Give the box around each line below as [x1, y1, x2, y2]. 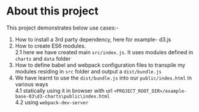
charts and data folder [14, 55, 71, 62]
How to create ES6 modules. [14, 42, 86, 49]
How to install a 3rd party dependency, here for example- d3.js [14, 36, 171, 43]
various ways [14, 80, 48, 88]
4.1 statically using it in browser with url [14, 87, 113, 94]
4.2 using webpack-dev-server [14, 98, 89, 106]
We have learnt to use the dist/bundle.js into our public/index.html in [14, 74, 192, 81]
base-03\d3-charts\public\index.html [14, 93, 110, 99]
